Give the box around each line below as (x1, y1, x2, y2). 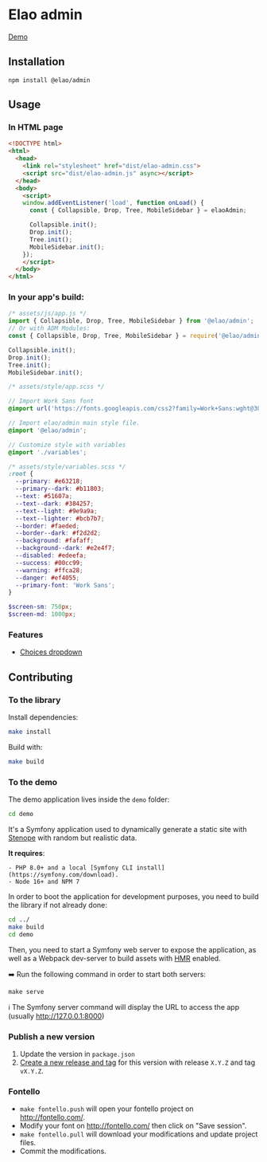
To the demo (8, 776, 58, 787)
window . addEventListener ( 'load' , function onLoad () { (22, 199, 204, 207)
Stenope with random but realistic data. (8, 833, 137, 842)
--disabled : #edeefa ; (15, 552, 87, 559)
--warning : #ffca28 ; (15, 566, 83, 575)
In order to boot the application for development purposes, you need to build (8, 892, 259, 901)
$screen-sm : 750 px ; (8, 603, 73, 611)
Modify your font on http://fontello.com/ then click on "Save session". (19, 1121, 247, 1131)
